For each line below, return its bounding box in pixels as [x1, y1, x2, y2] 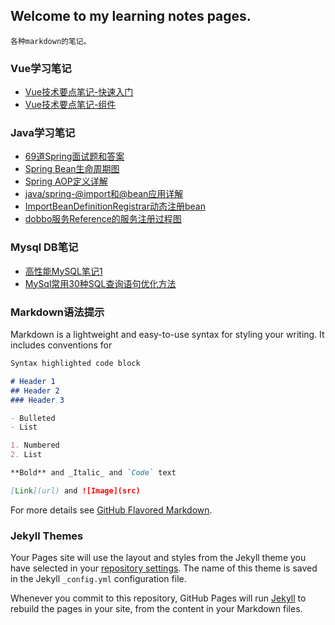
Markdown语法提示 [10, 305, 105, 319]
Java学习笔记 [10, 126, 76, 140]
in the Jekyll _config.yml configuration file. [10, 573, 187, 585]
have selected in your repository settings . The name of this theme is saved [10, 562, 318, 574]
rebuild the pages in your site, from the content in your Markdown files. [10, 603, 303, 615]
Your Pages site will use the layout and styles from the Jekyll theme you [10, 552, 307, 564]
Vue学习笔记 [10, 61, 72, 75]
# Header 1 [10, 376, 56, 386]
